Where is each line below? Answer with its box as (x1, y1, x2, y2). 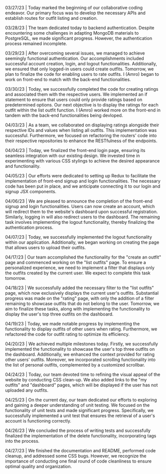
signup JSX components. (5, 189, 56, 194)
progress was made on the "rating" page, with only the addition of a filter (5, 295, 155, 301)
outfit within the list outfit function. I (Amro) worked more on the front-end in (5, 107, 161, 113)
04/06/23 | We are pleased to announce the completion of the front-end (5, 198, 153, 204)
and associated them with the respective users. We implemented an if (5, 92, 148, 97)
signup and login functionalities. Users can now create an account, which (5, 204, 155, 209)
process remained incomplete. (5, 41, 67, 47)
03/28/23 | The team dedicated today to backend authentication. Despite (5, 25, 155, 31)
